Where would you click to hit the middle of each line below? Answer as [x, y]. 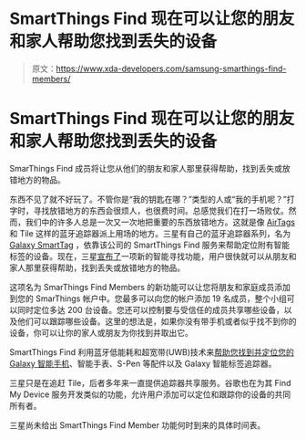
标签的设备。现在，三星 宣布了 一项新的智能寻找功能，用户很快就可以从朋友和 [153, 256]
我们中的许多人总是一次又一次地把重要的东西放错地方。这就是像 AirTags [160, 222]
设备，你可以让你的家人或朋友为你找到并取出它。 [101, 332]
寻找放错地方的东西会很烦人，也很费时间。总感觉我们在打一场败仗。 [161, 210]
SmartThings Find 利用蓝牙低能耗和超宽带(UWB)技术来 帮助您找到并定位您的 [152, 351]
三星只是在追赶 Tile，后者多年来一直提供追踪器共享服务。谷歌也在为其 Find [150, 382]
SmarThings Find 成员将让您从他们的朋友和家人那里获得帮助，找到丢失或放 [150, 168]
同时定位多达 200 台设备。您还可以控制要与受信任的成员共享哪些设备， [151, 309]
